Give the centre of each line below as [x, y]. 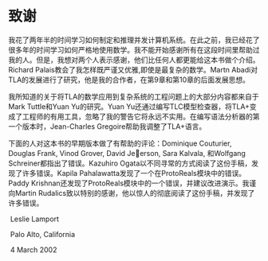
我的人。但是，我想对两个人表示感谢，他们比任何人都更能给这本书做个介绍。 [134, 60]
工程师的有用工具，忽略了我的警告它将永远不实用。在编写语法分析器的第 [141, 116]
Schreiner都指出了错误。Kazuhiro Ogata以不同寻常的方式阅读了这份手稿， [130, 163]
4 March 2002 [33, 249]
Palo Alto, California [43, 234]
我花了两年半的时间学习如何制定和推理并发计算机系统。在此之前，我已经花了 [134, 40]
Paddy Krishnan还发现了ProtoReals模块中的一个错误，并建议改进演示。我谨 [132, 183]
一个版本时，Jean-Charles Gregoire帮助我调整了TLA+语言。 [107, 126]
